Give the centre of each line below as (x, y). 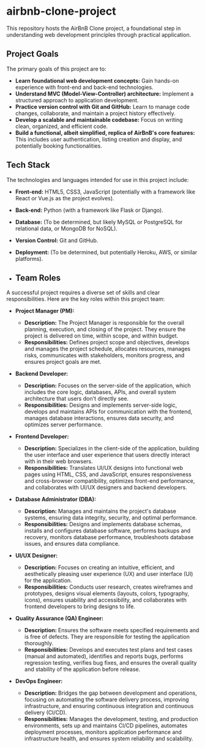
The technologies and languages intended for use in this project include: (98, 179)
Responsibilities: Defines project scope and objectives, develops (107, 342)
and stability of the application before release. (82, 670)
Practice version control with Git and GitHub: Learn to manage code (102, 107)
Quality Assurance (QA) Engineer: (59, 618)
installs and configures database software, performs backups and (107, 531)
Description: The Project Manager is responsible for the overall (104, 323)
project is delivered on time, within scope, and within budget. (101, 336)
